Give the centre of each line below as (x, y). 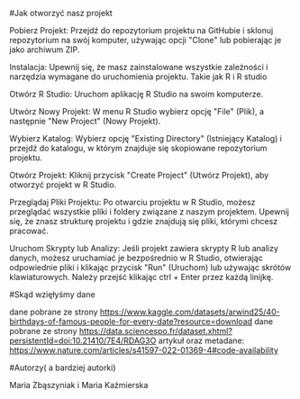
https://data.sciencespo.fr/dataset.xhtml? (155, 331)
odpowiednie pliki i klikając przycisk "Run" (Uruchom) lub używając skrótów (150, 268)
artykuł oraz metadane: (201, 340)
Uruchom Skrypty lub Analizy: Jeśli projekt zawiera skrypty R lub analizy (144, 248)
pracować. (29, 231)
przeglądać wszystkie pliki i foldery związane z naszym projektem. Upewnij (150, 212)
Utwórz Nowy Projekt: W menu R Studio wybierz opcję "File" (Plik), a (136, 111)
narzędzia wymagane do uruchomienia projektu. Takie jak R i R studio (138, 77)
